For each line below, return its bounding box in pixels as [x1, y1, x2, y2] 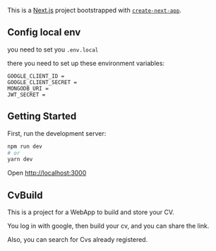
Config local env [7, 26, 81, 38]
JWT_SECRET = [7, 91, 46, 98]
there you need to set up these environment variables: [7, 59, 164, 67]
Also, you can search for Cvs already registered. [7, 235, 148, 244]
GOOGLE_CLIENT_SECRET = [7, 78, 78, 86]
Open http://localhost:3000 [7, 169, 87, 177]
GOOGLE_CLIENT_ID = [7, 72, 65, 80]
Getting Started [7, 110, 77, 122]
